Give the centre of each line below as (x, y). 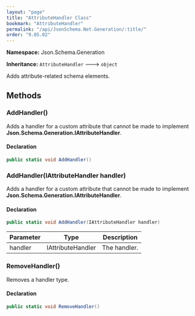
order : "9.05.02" (29, 35)
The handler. (120, 248)
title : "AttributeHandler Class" (49, 18)
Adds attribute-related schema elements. (58, 76)
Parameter (25, 237)
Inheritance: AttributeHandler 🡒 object (62, 64)
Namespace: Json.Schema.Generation (55, 52)
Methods (24, 95)
